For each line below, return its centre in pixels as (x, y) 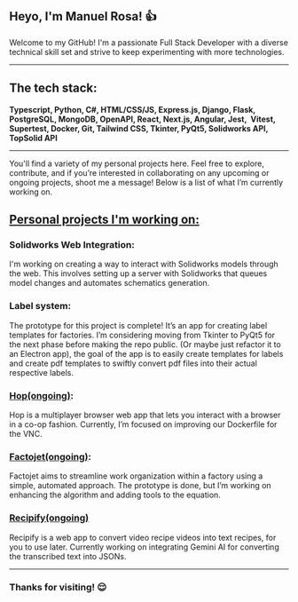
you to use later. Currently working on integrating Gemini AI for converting (144, 547)
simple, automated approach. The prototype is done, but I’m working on (141, 486)
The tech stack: (53, 88)
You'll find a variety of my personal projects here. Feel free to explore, (137, 163)
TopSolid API (33, 138)
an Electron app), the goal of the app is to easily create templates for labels (146, 353)
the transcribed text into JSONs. (68, 556)
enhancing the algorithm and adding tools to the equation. (115, 495)
